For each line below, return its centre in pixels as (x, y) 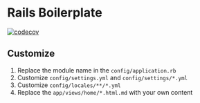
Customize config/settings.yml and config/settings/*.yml (102, 77)
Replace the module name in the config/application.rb (97, 70)
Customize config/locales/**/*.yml (69, 85)
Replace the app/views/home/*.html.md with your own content (105, 92)
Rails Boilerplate (55, 13)
